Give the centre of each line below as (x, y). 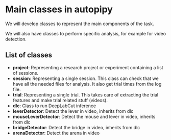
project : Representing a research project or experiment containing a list (88, 67)
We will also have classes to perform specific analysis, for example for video (86, 33)
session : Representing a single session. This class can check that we (86, 78)
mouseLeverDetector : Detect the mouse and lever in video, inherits (84, 116)
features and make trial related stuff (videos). (60, 100)
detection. (16, 39)
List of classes (29, 55)
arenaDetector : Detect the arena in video (56, 133)
